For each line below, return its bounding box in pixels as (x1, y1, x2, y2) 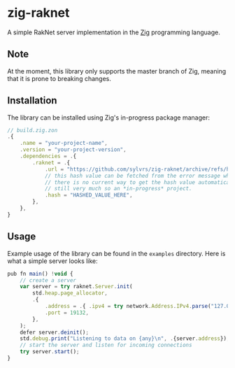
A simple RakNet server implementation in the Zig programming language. (7, 28, 220, 36)
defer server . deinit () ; (20, 329, 90, 336)
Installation (7, 94, 57, 106)
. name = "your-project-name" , (20, 140, 108, 147)
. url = (44, 166, 64, 173)
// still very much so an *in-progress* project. (44, 185, 192, 192)
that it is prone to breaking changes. (7, 74, 112, 83)
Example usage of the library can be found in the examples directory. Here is (7, 249, 226, 257)
